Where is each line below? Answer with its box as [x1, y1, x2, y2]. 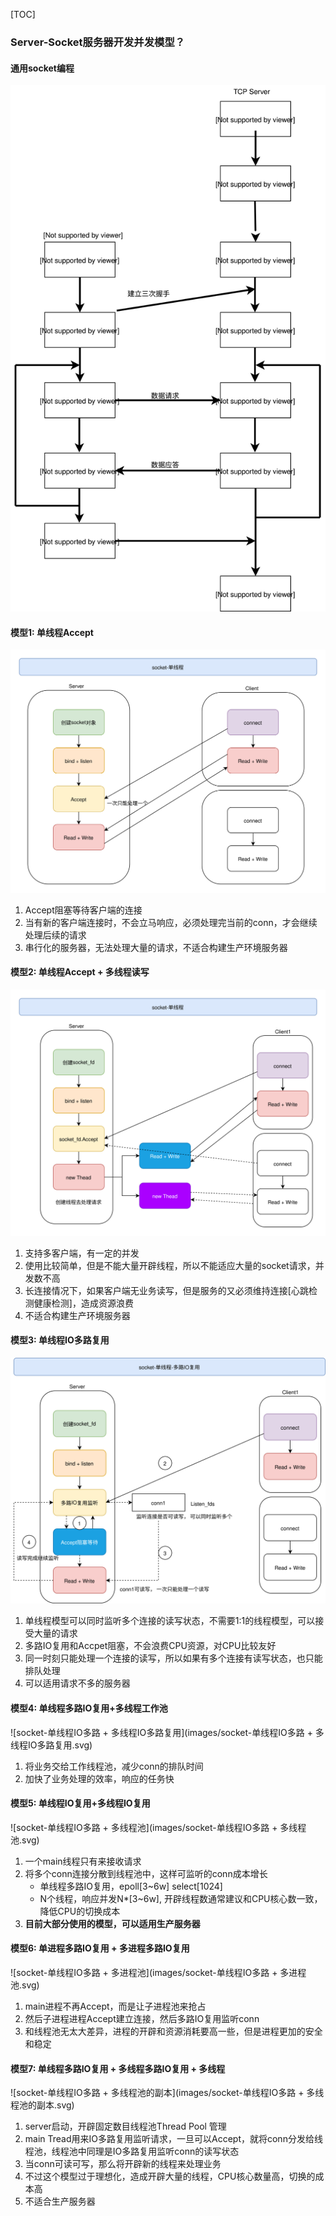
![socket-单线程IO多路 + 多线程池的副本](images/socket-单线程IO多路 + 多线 [10, 2087, 325, 2099]
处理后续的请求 [24, 929, 87, 941]
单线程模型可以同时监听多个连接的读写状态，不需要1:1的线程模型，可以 [24, 1615, 316, 1627]
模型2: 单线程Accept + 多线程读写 [10, 966, 150, 978]
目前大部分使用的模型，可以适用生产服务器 [24, 1917, 201, 1929]
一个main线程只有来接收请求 [24, 1855, 142, 1867]
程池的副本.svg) [10, 2099, 75, 2111]
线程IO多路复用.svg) [10, 1739, 93, 1751]
